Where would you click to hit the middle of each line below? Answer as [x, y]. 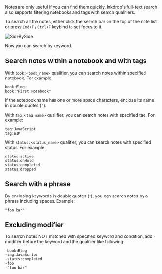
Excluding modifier [35, 225]
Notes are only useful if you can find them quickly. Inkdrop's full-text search [81, 7]
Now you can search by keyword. [38, 46]
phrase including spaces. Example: [40, 201]
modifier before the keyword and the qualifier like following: [65, 242]
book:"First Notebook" [28, 91]
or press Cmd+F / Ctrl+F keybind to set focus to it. [54, 27]
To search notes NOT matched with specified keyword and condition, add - [81, 236]
